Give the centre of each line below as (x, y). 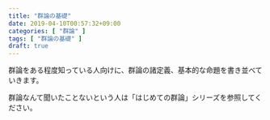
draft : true (28, 46)
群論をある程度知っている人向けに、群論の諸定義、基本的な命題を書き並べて (135, 71)
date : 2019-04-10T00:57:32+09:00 (65, 24)
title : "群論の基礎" (40, 16)
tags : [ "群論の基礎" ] (45, 39)
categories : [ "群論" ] (47, 31)
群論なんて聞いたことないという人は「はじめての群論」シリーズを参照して (132, 97)
